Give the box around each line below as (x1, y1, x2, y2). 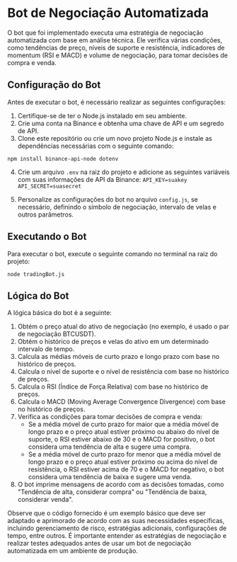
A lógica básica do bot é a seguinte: (7, 309, 112, 317)
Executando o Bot (7, 231, 87, 243)
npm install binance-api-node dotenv (7, 155, 119, 162)
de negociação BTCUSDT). (17, 330, 96, 338)
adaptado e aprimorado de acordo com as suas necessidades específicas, (7, 517, 225, 525)
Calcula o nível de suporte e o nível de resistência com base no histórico (17, 367, 229, 376)
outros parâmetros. (17, 210, 74, 219)
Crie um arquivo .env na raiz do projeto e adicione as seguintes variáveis (17, 168, 230, 176)
